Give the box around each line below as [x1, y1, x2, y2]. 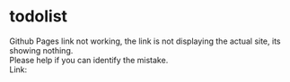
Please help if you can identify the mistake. [9, 54, 169, 65]
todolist [9, 6, 68, 27]
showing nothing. [9, 45, 74, 55]
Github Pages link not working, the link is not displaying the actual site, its [9, 36, 281, 46]
